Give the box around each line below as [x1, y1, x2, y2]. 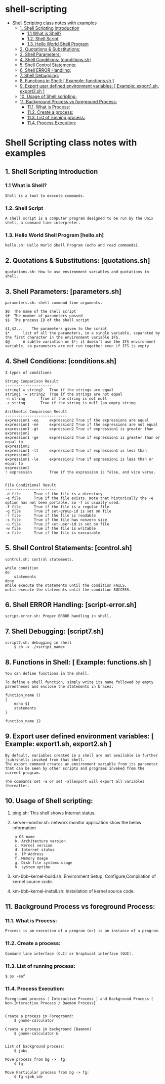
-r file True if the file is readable [5, 513, 96, 518]
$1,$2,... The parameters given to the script [5, 327, 107, 331]
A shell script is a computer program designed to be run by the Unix [5, 216, 154, 221]
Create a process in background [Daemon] [5, 1027, 92, 1032]
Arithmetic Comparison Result [5, 409, 68, 414]
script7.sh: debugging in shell [5, 640, 72, 645]
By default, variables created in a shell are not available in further [5, 753, 158, 758]
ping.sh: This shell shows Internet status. [12, 810, 96, 816]
